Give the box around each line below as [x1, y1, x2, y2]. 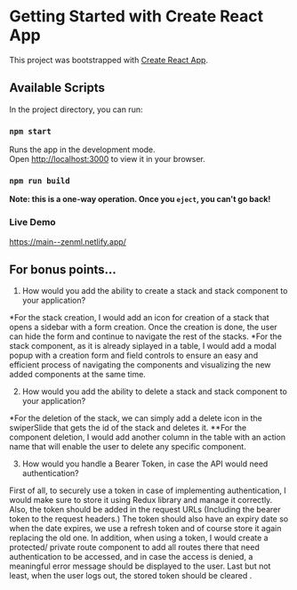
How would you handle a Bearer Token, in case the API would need [21, 458, 269, 469]
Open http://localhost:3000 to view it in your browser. [9, 154, 206, 165]
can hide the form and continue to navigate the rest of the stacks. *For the [9, 331, 283, 342]
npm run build [9, 175, 70, 186]
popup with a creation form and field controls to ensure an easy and [9, 350, 259, 361]
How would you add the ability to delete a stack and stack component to [21, 386, 287, 397]
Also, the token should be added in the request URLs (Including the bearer [9, 505, 282, 515]
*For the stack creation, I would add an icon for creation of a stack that [9, 312, 269, 323]
